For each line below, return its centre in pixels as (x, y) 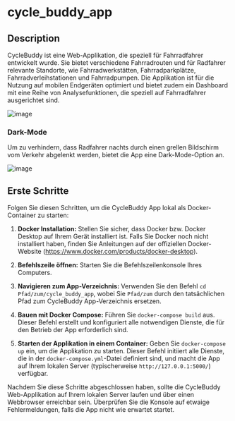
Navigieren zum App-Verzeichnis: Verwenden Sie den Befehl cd (112, 286)
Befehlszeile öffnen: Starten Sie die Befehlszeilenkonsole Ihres (110, 265)
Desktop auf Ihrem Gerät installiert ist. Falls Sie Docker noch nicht (113, 236)
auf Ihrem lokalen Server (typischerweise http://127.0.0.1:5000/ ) (114, 366)
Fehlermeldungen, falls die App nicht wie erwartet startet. (91, 410)
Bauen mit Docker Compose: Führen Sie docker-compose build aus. (116, 315)
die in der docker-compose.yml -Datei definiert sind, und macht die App (119, 359)
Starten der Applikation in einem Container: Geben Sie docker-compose (121, 343)
